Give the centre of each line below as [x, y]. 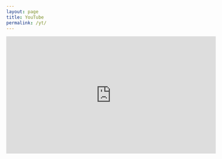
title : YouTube [25, 17]
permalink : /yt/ [26, 23]
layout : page [22, 12]
